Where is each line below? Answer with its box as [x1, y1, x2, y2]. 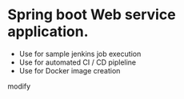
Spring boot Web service [7, 6, 177, 24]
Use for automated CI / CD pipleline [18, 57, 137, 67]
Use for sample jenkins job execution [18, 49, 142, 58]
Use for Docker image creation [18, 65, 121, 75]
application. [7, 22, 89, 41]
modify [7, 81, 31, 91]
